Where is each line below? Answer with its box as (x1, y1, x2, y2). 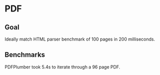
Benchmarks (4, 50, 45, 59)
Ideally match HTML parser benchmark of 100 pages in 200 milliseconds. (4, 36, 156, 42)
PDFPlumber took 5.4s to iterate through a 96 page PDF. (4, 63, 121, 70)
